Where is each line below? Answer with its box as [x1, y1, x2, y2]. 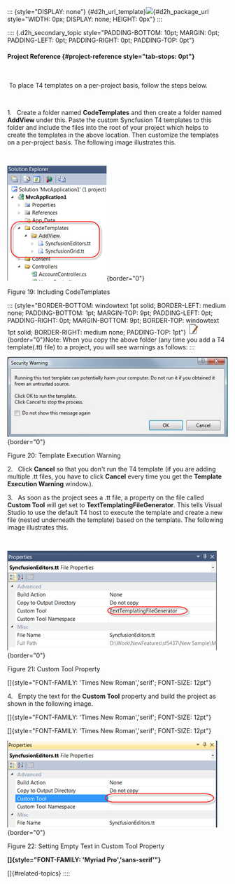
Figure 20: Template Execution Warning [7, 451, 121, 460]
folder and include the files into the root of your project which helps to [7, 123, 209, 132]
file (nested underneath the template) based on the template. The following [7, 516, 224, 524]
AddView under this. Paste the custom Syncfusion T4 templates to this [7, 116, 212, 124]
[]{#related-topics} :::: [7, 869, 71, 877]
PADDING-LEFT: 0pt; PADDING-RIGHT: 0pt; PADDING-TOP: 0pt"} [7, 36, 194, 44]
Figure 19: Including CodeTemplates [7, 288, 111, 296]
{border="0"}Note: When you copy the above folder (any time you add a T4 [7, 335, 225, 344]
